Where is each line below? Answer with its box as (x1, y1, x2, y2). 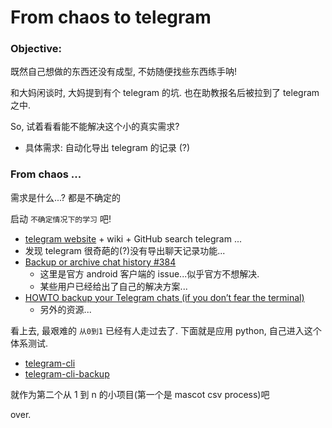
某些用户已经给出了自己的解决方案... (39, 280, 188, 292)
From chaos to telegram (10, 6, 212, 29)
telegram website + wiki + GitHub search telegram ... (24, 232, 242, 245)
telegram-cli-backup (24, 367, 110, 380)
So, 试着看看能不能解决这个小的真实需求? (10, 121, 180, 133)
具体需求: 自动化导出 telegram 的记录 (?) (24, 142, 191, 154)
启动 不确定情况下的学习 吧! (10, 212, 112, 225)
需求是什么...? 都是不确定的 (10, 191, 121, 203)
